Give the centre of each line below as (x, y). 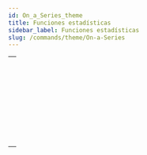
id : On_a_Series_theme (45, 15)
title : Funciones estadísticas (60, 23)
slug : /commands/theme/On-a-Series (67, 37)
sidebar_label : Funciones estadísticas (74, 30)
